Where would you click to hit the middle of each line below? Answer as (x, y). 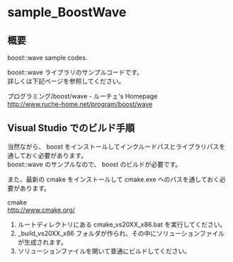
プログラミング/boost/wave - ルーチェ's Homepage (83, 96)
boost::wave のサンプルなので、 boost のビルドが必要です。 (95, 164)
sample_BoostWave (67, 12)
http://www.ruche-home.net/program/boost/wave (80, 104)
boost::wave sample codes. (47, 58)
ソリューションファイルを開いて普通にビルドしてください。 (104, 251)
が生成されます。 (42, 242)
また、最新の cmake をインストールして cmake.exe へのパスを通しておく (113, 179)
